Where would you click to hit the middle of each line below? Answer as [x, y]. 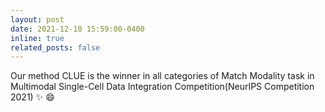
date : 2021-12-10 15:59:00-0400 [77, 29]
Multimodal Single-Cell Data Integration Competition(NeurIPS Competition [162, 87]
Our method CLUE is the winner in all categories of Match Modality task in [162, 76]
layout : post [37, 19]
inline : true [37, 38]
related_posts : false [55, 47]
